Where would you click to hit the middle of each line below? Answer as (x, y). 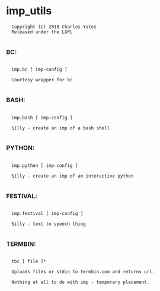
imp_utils (29, 11)
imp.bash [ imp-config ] (42, 118)
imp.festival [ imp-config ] (47, 214)
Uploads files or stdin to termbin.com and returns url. (83, 272)
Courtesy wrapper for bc (42, 80)
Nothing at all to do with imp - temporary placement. (81, 282)
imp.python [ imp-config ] (45, 165)
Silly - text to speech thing (49, 224)
